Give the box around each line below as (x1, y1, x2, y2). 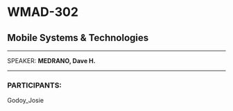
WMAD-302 (7, 4, 78, 20)
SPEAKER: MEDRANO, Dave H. (7, 57, 96, 65)
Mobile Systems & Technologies (7, 32, 149, 44)
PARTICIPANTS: (7, 80, 62, 90)
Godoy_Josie (7, 96, 44, 105)
